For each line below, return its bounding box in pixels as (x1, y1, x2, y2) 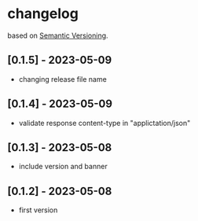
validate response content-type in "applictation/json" (18, 118, 191, 127)
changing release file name (18, 74, 107, 83)
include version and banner (18, 162, 108, 171)
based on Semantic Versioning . (7, 31, 108, 40)
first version (18, 205, 58, 215)
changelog (7, 5, 79, 23)
